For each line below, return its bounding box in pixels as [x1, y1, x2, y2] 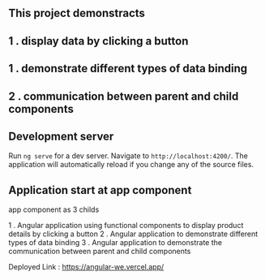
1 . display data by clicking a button [8, 34, 189, 48]
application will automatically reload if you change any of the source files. [8, 160, 254, 170]
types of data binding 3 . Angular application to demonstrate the [8, 238, 223, 248]
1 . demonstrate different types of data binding [8, 62, 248, 75]
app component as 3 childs [8, 205, 100, 214]
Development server [8, 129, 114, 143]
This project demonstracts [8, 6, 146, 20]
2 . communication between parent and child [8, 89, 239, 103]
